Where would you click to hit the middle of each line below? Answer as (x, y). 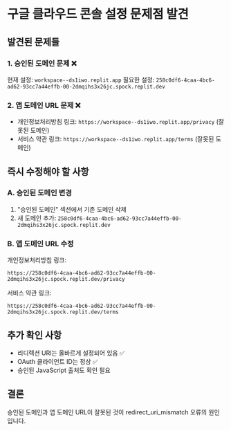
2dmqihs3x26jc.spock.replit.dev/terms (63, 312)
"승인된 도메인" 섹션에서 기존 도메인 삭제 (72, 209)
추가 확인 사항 (35, 335)
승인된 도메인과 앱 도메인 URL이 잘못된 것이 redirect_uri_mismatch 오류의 (107, 412)
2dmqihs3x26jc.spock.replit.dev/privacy (66, 279)
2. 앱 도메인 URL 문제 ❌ (44, 105)
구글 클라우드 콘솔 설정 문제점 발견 (98, 14)
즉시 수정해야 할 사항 (48, 171)
